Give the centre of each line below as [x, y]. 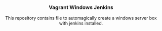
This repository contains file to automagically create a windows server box [81, 18]
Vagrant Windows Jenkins [81, 7]
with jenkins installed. [81, 23]
